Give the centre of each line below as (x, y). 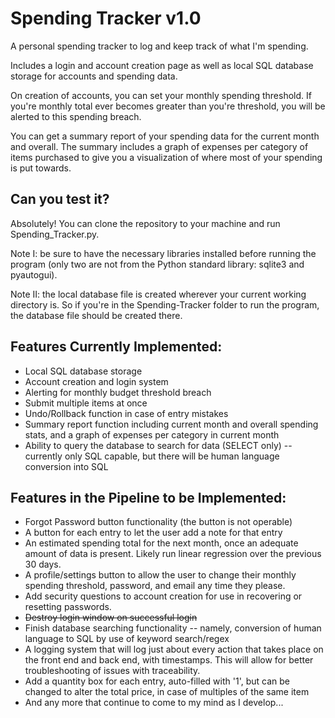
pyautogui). (34, 274)
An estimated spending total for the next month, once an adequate (161, 543)
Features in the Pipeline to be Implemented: (148, 497)
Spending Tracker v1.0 (106, 18)
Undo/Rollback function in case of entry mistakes (126, 413)
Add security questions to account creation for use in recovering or (163, 596)
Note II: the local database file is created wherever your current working (158, 294)
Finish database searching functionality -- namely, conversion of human (173, 628)
